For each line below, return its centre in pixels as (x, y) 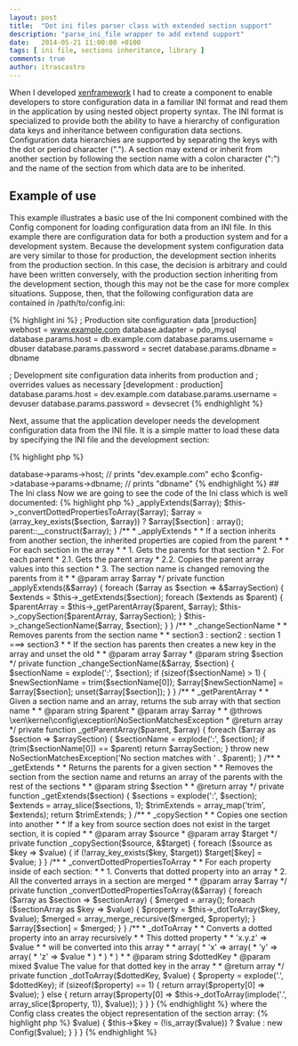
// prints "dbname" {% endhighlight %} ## (202, 483)
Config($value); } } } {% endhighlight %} (83, 1032)
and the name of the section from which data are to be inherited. (128, 168)
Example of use (53, 196)
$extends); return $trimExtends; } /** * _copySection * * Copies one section (149, 815)
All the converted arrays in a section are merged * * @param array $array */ (148, 880)
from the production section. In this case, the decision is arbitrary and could (148, 264)
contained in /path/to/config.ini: (67, 303)
